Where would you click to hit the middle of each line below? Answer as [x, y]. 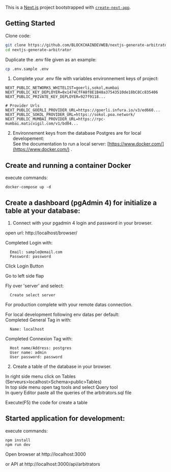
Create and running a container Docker [68, 165]
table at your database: [43, 210]
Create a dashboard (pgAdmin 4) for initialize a [81, 203]
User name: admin [28, 353]
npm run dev [18, 444]
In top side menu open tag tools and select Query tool [62, 387]
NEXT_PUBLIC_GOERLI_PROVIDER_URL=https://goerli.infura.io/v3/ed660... [83, 110]
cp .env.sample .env [27, 69]
